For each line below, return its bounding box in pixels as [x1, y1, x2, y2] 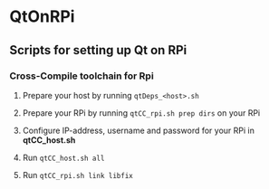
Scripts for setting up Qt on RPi [9, 43, 187, 58]
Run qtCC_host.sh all [22, 152, 105, 163]
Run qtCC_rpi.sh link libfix [22, 169, 133, 180]
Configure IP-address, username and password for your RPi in [22, 125, 255, 136]
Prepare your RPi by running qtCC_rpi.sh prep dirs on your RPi [22, 107, 261, 118]
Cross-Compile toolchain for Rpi [9, 70, 154, 82]
